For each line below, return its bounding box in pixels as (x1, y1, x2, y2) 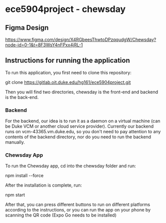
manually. (5, 139, 25, 145)
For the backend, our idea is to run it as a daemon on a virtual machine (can (5, 118, 161, 124)
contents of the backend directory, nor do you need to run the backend (5, 134, 151, 140)
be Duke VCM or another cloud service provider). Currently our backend (5, 123, 154, 129)
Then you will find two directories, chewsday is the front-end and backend (5, 89, 159, 95)
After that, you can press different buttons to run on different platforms (5, 202, 151, 208)
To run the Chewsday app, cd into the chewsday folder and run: (5, 163, 136, 169)
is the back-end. (5, 94, 39, 100)
